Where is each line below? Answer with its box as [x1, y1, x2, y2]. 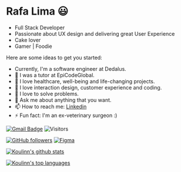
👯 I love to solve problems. [14, 90, 79, 97]
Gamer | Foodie [14, 43, 52, 50]
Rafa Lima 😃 [6, 5, 69, 18]
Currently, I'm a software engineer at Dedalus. [14, 65, 126, 72]
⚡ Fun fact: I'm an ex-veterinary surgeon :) [14, 112, 118, 119]
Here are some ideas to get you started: [6, 54, 103, 61]
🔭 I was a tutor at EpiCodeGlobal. [14, 71, 95, 78]
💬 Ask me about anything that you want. [14, 96, 112, 104]
